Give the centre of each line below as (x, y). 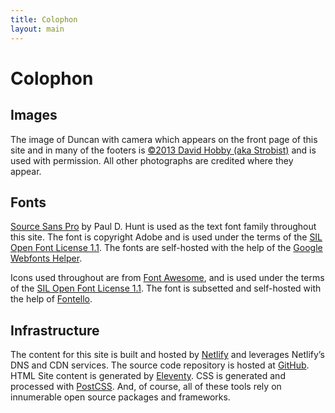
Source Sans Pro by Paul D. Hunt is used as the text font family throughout (163, 227)
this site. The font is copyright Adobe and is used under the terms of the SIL (166, 237)
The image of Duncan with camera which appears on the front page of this (164, 139)
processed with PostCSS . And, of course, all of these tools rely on (146, 387)
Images (34, 115)
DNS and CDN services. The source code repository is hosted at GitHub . (160, 365)
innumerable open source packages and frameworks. (120, 397)
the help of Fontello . (51, 299)
